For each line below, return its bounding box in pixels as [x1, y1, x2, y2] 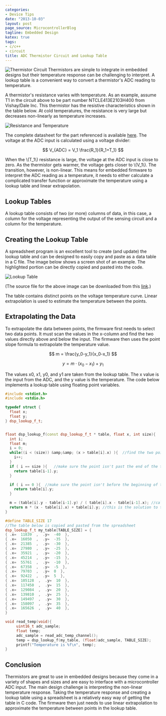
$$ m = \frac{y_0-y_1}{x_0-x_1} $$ [48, 351, 118, 357]
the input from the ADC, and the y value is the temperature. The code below [5, 376, 160, 382]
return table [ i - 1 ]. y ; [14, 468, 58, 474]
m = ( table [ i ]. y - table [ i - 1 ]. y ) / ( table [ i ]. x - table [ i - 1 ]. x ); [9, 500, 149, 505]
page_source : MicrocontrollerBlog [5, 26, 77, 31]
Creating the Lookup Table [5, 235, 88, 244]
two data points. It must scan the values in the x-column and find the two [5, 331, 154, 337]
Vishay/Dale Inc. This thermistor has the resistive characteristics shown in [5, 102, 156, 109]
